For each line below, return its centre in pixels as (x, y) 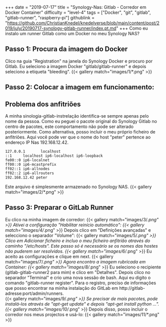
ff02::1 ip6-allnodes (28, 169)
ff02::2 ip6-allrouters (30, 173)
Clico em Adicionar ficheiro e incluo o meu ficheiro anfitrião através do (78, 241)
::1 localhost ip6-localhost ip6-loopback (54, 156)
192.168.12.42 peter (27, 178)
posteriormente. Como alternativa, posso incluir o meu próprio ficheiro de (80, 132)
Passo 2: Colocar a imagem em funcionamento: (80, 87)
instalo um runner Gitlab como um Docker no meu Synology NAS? (72, 33)
